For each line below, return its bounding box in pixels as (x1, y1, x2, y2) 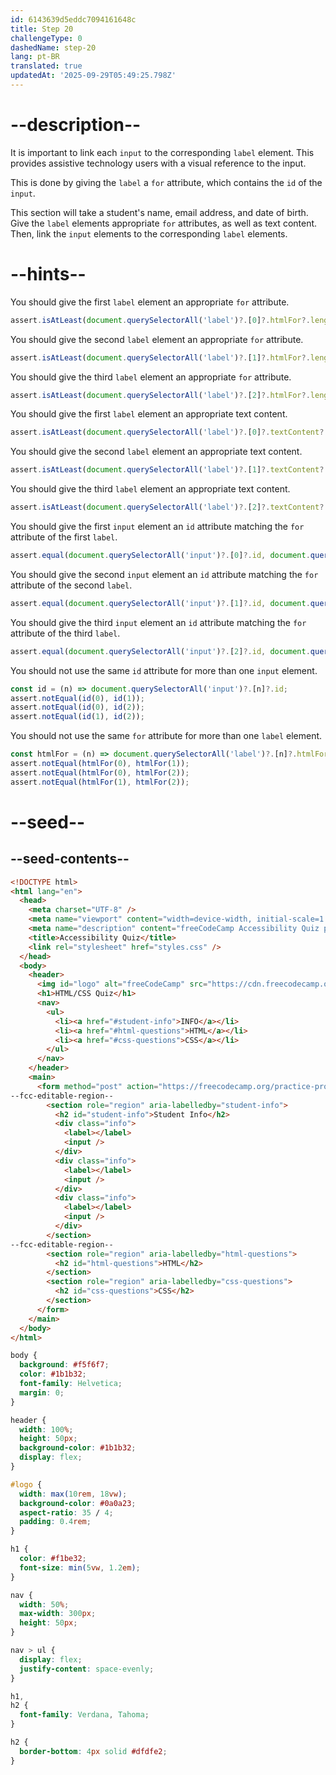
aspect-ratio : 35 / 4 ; (19, 1507, 114, 1518)
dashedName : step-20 (10, 42, 97, 53)
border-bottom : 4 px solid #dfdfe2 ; (19, 1746, 168, 1756)
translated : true (10, 61, 83, 71)
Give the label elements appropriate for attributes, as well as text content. (10, 217, 318, 229)
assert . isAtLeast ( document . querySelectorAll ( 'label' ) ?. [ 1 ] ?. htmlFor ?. (10, 352, 311, 363)
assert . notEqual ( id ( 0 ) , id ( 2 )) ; (10, 702, 145, 713)
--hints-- (10, 263, 87, 285)
